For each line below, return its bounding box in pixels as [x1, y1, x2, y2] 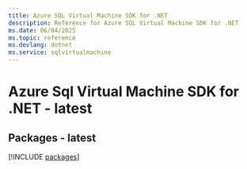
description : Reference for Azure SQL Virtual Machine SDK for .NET [8, 19, 239, 27]
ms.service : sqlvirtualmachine [8, 48, 112, 56]
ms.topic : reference [8, 33, 77, 42]
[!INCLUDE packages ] [8, 152, 80, 161]
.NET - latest [8, 100, 93, 117]
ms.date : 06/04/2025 [8, 26, 77, 34]
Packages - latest [8, 131, 97, 144]
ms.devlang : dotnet [8, 41, 73, 49]
